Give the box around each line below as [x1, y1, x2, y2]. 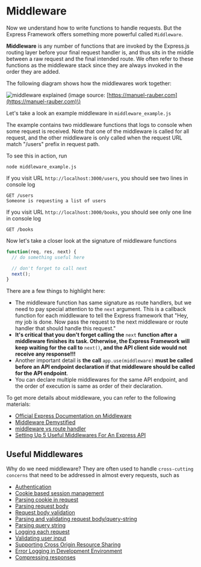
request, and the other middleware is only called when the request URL [6, 134, 182, 141]
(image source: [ [68, 91, 109, 98]
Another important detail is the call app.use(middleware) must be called [14, 357, 193, 364]
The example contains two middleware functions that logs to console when [6, 121, 193, 128]
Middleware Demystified [14, 418, 76, 426]
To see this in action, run [6, 152, 67, 159]
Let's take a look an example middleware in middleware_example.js [6, 109, 172, 117]
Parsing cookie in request [14, 496, 79, 504]
